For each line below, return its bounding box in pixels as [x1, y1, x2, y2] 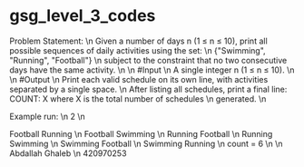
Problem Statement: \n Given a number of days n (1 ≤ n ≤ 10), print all [9, 35, 268, 46]
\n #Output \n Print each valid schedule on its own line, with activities [9, 74, 269, 84]
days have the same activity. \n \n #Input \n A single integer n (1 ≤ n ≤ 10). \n [9, 64, 295, 75]
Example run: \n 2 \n [9, 111, 86, 122]
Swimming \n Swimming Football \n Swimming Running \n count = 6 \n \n [9, 138, 283, 149]
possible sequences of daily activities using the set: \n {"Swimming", [9, 44, 266, 55]
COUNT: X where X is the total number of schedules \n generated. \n [9, 93, 267, 104]
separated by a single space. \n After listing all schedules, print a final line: [9, 83, 288, 94]
